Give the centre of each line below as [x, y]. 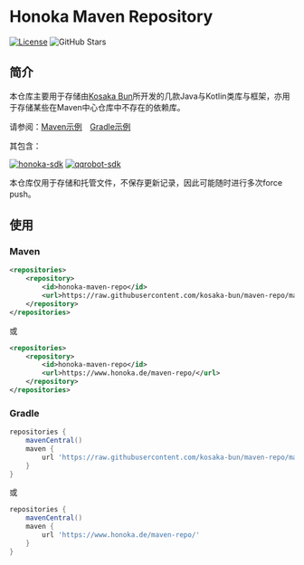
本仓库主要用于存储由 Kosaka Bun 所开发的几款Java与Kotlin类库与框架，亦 [146, 96]
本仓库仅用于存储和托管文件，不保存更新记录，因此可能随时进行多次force [146, 182]
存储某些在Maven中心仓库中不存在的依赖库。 [101, 107]
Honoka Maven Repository [111, 17]
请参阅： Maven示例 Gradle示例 [70, 126]
